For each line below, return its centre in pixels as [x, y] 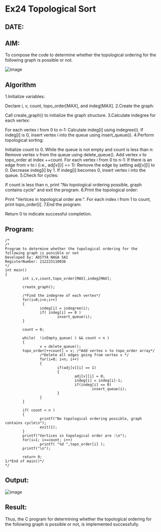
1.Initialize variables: [25, 97]
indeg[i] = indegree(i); [65, 308]
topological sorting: [24, 140]
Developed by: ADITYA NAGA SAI [37, 258]
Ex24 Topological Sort [50, 9]
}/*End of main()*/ [25, 461]
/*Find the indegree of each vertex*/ [62, 296]
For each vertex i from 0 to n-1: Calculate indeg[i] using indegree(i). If [74, 130]
